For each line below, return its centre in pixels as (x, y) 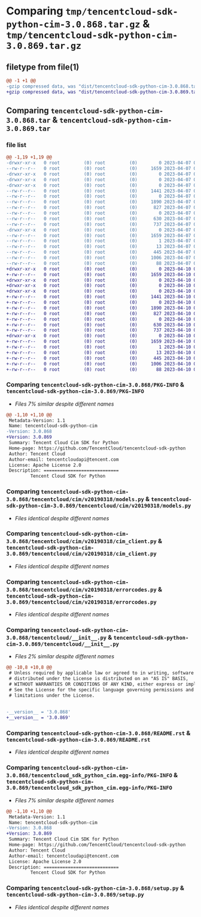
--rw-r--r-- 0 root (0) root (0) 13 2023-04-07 (99, 247)
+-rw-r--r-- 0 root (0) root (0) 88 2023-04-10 (99, 369)
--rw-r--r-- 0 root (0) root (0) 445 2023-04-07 (99, 252)
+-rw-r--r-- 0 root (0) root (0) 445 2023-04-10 (99, 358)
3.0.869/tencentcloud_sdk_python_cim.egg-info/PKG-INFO (89, 788)
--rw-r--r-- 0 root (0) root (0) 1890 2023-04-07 (99, 202)
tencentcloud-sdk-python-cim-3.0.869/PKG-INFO (75, 392)
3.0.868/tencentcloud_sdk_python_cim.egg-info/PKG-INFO (89, 776)
